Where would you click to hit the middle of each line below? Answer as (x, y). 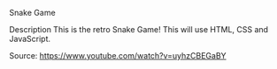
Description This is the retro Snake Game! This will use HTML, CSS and (138, 29)
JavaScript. (30, 39)
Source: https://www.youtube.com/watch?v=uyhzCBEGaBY (118, 55)
